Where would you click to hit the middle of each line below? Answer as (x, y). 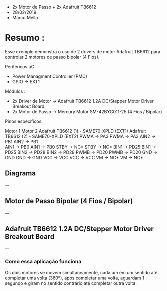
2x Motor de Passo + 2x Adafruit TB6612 (54, 7)
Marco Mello (25, 18)
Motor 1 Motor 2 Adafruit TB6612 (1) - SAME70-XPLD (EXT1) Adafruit (76, 131)
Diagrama (21, 173)
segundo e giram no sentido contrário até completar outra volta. (71, 283)
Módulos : (15, 91)
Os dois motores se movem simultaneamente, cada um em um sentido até (81, 272)
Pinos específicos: (24, 121)
